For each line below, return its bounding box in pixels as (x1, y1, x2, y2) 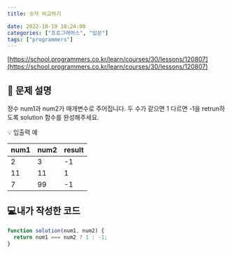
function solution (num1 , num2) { (7, 227, 105, 234)
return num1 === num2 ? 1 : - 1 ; (13, 234, 108, 241)
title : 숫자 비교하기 (7, 10, 61, 17)
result (64, 145, 84, 155)
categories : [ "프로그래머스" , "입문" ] (7, 29, 108, 36)
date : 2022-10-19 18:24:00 (7, 22, 86, 30)
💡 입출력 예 (7, 128, 38, 136)
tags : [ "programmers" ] (7, 36, 73, 43)
